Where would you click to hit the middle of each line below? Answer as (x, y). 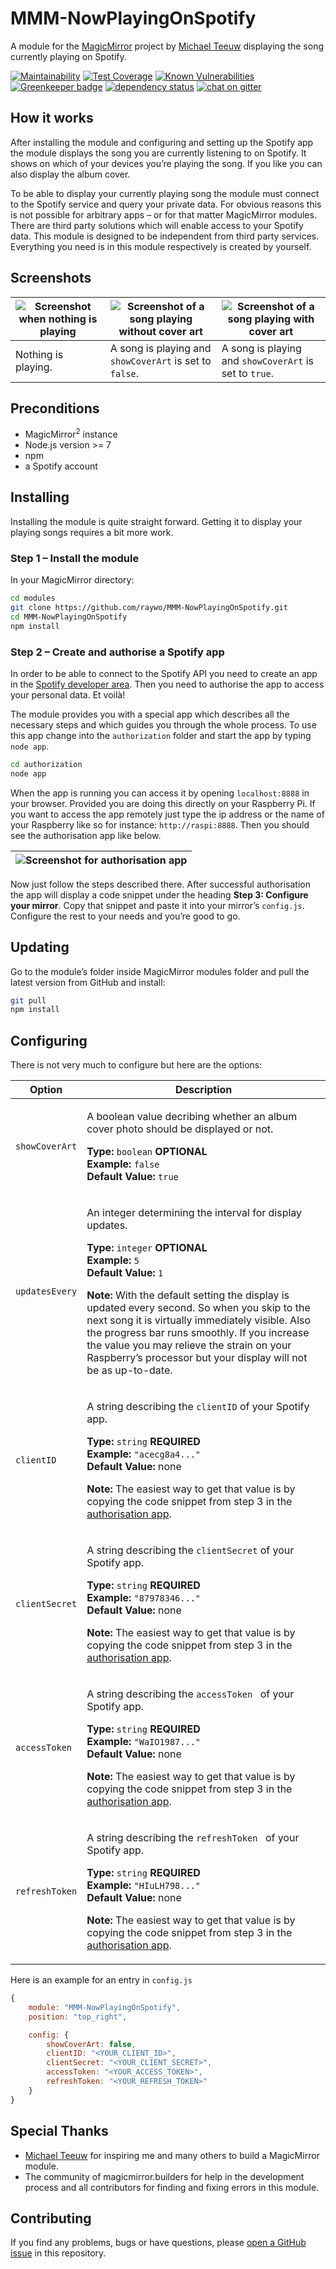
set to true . (247, 373)
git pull (28, 1000)
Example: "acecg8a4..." (144, 1454)
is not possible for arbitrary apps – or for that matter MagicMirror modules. (163, 214)
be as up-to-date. (129, 1370)
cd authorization (46, 764)
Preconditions (55, 408)
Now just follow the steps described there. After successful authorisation (160, 884)
